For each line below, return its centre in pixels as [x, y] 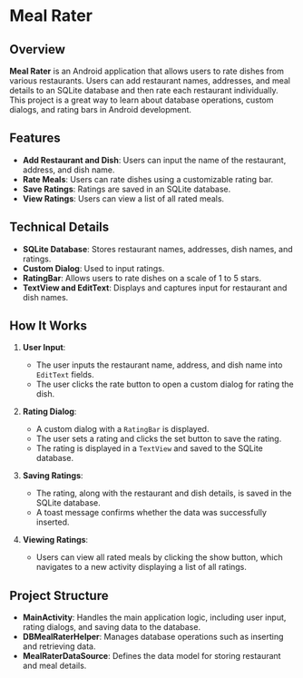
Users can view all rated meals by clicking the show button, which [159, 557]
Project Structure [59, 595]
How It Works [49, 326]
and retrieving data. [59, 646]
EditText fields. [65, 375]
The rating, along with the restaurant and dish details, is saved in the [164, 493]
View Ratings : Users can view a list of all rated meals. [123, 198]
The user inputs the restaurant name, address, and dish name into [159, 365]
